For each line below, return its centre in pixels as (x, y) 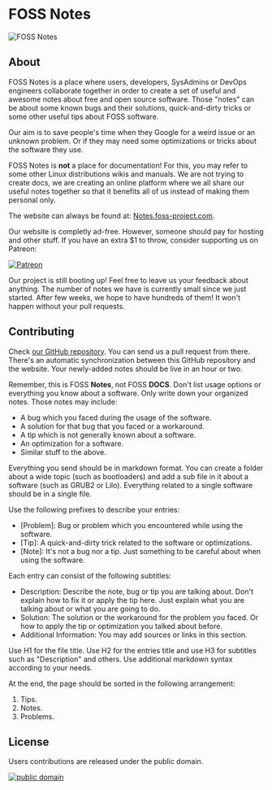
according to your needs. (50, 667)
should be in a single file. (50, 494)
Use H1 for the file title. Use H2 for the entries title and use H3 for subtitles (133, 650)
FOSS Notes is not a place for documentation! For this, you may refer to (128, 165)
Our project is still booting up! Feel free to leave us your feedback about (129, 280)
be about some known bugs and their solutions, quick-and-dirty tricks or (130, 107)
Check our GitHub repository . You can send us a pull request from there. (130, 351)
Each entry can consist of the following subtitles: (90, 575)
